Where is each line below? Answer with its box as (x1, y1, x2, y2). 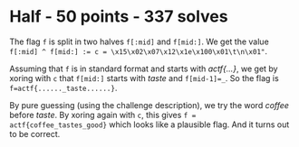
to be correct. (9, 128, 61, 139)
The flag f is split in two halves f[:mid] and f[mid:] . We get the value (9, 36, 269, 47)
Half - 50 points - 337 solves (9, 6, 228, 27)
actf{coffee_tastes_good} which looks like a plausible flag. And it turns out (9, 119, 290, 130)
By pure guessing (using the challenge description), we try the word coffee (9, 99, 290, 110)
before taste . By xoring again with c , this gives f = (9, 109, 197, 120)
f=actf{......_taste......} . (9, 82, 118, 93)
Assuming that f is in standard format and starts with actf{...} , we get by (9, 63, 278, 74)
